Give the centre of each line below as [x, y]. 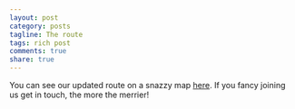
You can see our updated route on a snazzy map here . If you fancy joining [147, 85]
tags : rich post [40, 43]
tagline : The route [46, 34]
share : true [32, 59]
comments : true [38, 51]
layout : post [34, 18]
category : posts [40, 26]
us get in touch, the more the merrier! [79, 95]
